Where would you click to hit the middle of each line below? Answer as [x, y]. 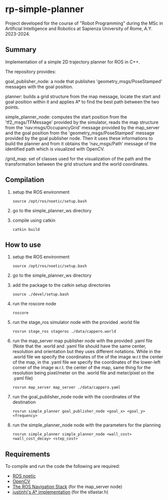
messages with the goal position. [39, 87]
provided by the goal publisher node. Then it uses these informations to [79, 138]
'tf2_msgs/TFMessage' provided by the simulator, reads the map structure [82, 122]
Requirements [28, 454]
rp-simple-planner [45, 9]
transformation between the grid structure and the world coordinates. [77, 164]
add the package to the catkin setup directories [61, 285]
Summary [21, 50]
